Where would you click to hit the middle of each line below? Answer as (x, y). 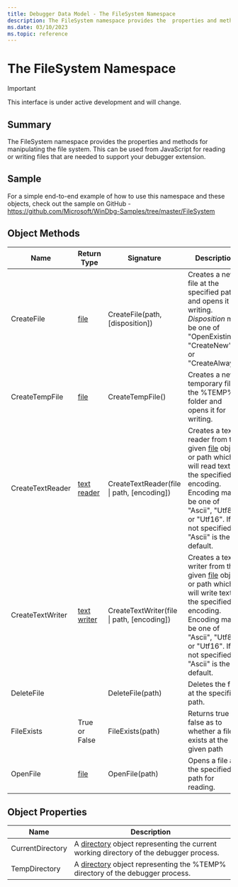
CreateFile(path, (135, 314)
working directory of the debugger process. (147, 853)
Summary (29, 125)
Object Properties (47, 812)
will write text (210, 593)
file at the (203, 283)
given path (205, 749)
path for (201, 778)
